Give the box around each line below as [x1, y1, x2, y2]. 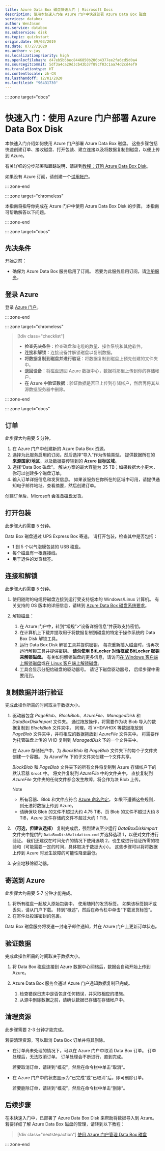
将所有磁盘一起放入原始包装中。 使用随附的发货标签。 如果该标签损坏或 [12, 901, 157, 907]
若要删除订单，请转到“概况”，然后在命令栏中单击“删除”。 [12, 1085, 128, 1091]
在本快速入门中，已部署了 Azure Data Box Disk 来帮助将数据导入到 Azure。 [5, 1115, 157, 1121]
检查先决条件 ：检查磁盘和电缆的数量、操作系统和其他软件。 [24, 343, 145, 349]
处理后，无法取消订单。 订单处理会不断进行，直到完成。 [12, 1054, 126, 1060]
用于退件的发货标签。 [12, 556, 55, 562]
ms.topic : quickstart [5, 35, 50, 40]
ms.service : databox [5, 26, 48, 30]
